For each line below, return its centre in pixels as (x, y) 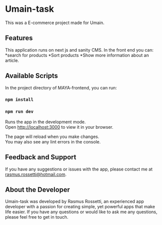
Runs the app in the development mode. (45, 122)
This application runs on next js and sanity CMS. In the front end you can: (79, 50)
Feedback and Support (41, 157)
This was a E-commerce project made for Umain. (55, 23)
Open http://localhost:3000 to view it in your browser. (59, 127)
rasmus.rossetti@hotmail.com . (36, 174)
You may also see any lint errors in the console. (53, 141)
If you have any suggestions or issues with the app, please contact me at (79, 169)
